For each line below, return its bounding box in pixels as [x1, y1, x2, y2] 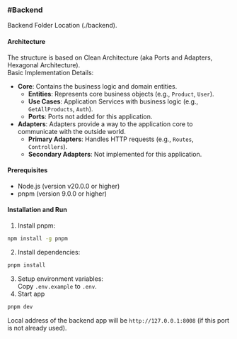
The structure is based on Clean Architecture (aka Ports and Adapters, [7, 53, 213, 62]
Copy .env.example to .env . [17, 282, 97, 290]
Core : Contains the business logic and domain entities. [17, 82, 178, 90]
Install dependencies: [17, 248, 81, 256]
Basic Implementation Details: [7, 68, 94, 77]
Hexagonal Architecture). [7, 60, 81, 69]
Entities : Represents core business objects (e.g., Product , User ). [28, 89, 214, 98]
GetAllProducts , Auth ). [28, 104, 93, 113]
